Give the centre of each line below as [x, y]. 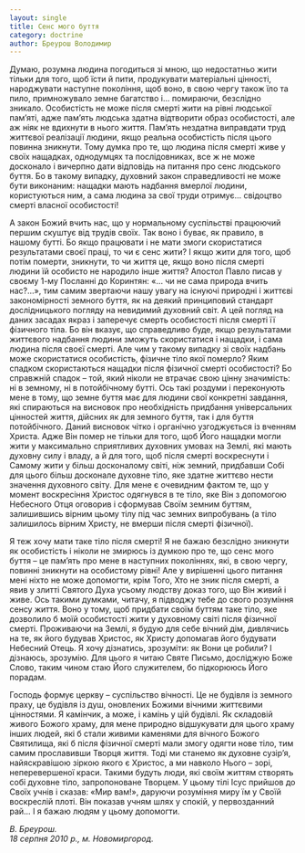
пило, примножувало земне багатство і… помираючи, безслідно [135, 99]
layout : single [38, 18]
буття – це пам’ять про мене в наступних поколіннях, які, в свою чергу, [149, 561]
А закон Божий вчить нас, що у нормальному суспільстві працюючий [145, 223]
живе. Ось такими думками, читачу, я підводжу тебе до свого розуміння [152, 600]
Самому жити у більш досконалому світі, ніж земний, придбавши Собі [147, 466]
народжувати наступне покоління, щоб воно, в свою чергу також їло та [149, 89]
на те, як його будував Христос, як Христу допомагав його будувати [143, 638]
